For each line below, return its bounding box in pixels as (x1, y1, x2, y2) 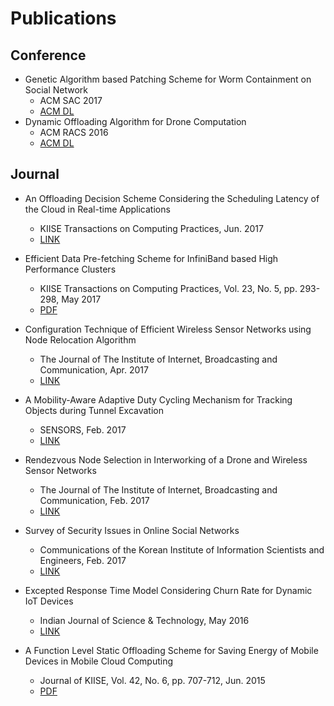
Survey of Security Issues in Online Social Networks (24, 524, 240, 536)
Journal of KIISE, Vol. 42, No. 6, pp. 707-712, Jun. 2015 (39, 674, 266, 686)
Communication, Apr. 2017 (39, 363, 149, 376)
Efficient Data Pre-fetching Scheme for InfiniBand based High (24, 252, 279, 264)
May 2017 (61, 293, 102, 305)
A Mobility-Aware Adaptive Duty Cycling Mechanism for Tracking (24, 393, 293, 406)
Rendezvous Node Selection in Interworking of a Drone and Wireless (24, 453, 308, 466)
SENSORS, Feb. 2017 (39, 423, 127, 436)
